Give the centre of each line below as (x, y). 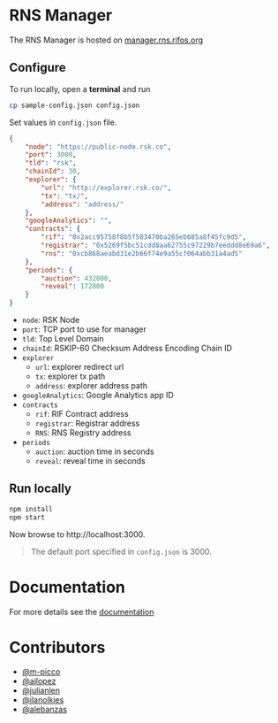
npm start (27, 517)
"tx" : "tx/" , (65, 196)
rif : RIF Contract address (82, 414)
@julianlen (41, 690)
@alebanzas (45, 710)
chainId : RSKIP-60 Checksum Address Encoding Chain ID (127, 348)
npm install (31, 509)
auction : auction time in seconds (94, 451)
